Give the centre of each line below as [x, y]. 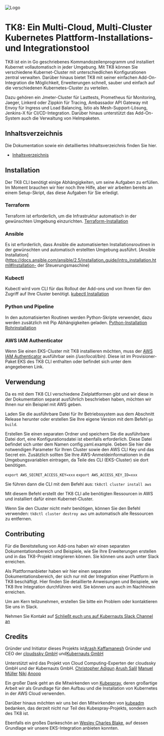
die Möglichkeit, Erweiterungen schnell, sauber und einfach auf [91, 82]
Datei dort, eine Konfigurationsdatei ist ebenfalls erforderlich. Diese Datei [79, 439]
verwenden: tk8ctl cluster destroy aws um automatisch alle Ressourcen [79, 513]
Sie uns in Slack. [21, 607]
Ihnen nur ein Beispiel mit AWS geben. [43, 404]
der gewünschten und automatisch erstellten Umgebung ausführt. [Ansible [80, 250]
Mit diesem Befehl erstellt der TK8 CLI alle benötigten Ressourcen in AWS [79, 493]
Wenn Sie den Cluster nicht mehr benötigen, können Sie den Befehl [73, 508]
